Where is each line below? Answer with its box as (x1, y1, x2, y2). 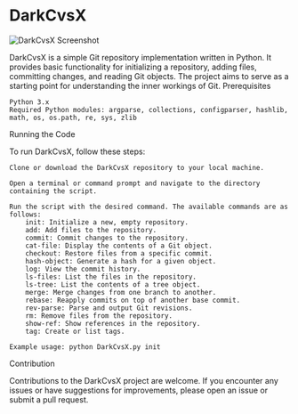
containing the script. (9, 186, 98, 196)
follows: (9, 210, 42, 219)
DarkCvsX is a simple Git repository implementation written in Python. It (9, 52, 272, 62)
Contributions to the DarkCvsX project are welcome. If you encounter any (9, 375, 278, 386)
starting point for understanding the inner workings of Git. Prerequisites (9, 80, 271, 91)
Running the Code (9, 128, 76, 139)
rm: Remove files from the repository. (25, 311, 173, 321)
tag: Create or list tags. (25, 327, 125, 336)
